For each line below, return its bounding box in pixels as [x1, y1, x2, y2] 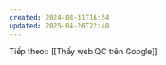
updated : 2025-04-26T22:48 [9, 21, 110, 30]
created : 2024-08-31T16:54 [9, 12, 110, 22]
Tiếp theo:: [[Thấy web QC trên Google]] [9, 45, 158, 56]
